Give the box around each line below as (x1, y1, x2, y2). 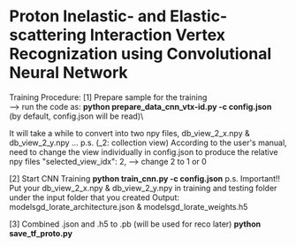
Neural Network (9, 63, 128, 83)
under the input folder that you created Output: (9, 192, 179, 203)
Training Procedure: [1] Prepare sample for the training (9, 91, 208, 103)
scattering (9, 25, 87, 45)
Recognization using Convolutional (9, 44, 272, 64)
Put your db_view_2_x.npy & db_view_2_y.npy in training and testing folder (9, 182, 277, 193)
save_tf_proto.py (9, 228, 73, 238)
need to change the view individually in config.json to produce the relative (9, 146, 278, 157)
